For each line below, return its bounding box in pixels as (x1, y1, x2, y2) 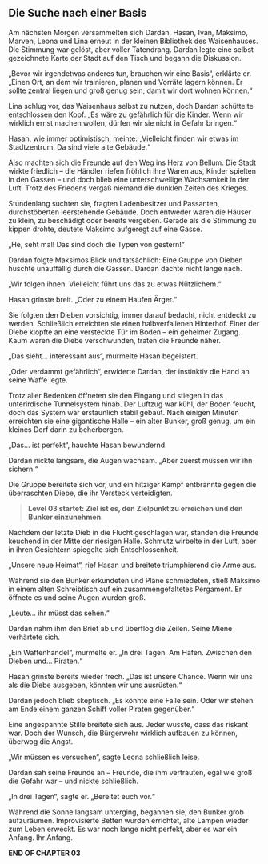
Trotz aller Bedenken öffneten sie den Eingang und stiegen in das (8, 390, 224, 400)
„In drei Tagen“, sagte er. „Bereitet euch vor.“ (8, 791, 156, 801)
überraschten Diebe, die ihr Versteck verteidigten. (8, 488, 174, 498)
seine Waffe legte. (8, 375, 68, 385)
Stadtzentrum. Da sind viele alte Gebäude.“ (8, 142, 150, 151)
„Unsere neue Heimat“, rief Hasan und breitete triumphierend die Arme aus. (8, 560, 257, 570)
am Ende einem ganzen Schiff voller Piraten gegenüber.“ (8, 704, 195, 714)
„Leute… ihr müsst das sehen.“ (8, 608, 110, 618)
